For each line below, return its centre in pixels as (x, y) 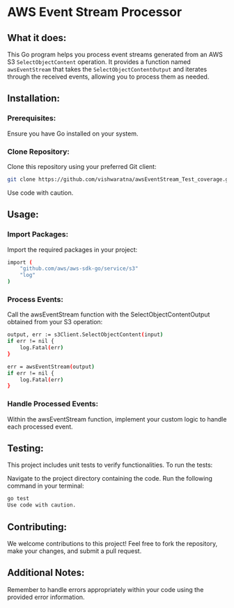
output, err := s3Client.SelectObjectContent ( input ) (85, 335)
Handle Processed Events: (53, 404)
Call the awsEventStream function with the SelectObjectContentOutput (109, 314)
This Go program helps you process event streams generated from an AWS (115, 54)
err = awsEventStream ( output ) (51, 367)
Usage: (23, 215)
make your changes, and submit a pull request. (75, 551)
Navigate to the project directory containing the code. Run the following (110, 479)
